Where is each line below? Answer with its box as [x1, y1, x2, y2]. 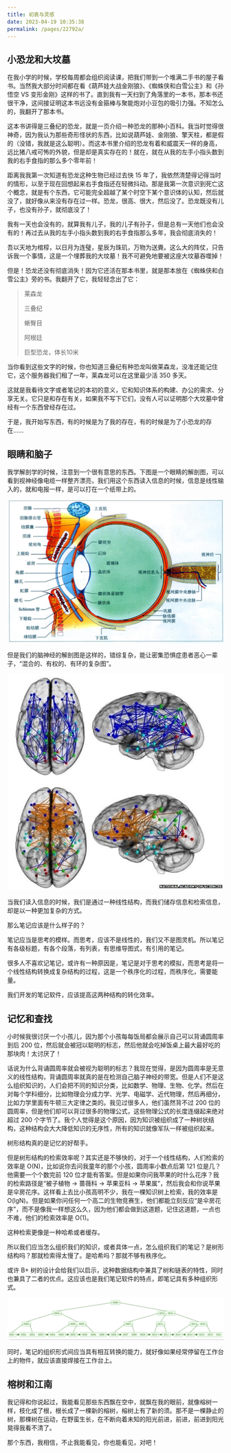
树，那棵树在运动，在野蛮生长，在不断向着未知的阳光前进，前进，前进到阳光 [7, 1415, 224, 1423]
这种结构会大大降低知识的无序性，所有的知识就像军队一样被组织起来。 [19, 1124, 218, 1132]
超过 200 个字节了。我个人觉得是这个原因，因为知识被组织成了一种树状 [7, 1116, 209, 1124]
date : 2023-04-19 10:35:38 [7, 18, 85, 25]
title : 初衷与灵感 [7, 11, 55, 18]
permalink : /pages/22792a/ [7, 25, 85, 32]
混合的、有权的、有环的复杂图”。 [21, 660, 115, 668]
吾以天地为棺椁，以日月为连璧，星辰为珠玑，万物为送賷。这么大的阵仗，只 [7, 243, 218, 252]
